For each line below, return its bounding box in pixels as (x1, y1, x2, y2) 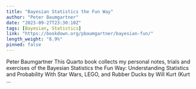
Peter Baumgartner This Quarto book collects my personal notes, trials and (6, 58, 191, 65)
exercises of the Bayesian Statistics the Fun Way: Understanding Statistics (6, 64, 189, 71)
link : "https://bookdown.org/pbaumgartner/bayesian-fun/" (6, 31, 154, 37)
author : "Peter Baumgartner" (6, 14, 79, 20)
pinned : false (6, 42, 42, 48)
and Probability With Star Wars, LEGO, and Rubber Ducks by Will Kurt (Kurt (6, 71, 190, 78)
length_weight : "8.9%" (6, 36, 63, 42)
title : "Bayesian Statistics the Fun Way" (6, 8, 114, 15)
